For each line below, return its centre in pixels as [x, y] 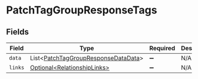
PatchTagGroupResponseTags [82, 10]
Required [162, 48]
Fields [18, 32]
